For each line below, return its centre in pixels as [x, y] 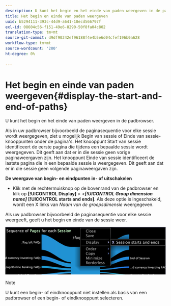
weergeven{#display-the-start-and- [84, 96]
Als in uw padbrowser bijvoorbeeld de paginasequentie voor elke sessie [81, 131]
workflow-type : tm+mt [28, 43]
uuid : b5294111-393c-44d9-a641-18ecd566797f [53, 21]
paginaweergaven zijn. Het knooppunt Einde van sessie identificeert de [80, 158]
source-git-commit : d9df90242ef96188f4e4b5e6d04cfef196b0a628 [73, 38]
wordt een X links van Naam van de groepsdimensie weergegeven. [83, 205]
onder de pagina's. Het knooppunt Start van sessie [88, 142]
